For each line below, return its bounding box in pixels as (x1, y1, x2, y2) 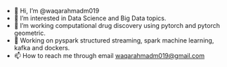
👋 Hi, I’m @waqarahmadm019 (13, 7, 100, 15)
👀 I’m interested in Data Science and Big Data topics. (13, 14, 167, 22)
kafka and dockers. (13, 44, 70, 52)
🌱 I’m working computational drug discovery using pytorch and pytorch (13, 22, 220, 29)
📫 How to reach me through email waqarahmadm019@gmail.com (13, 52, 205, 59)
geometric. (13, 29, 46, 37)
